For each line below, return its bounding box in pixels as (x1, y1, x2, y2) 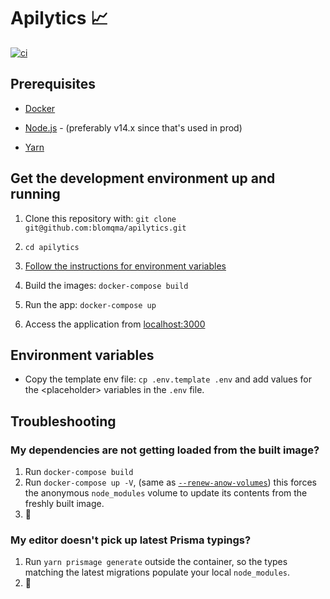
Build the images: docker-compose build (24, 279, 189, 291)
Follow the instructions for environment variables (24, 260, 227, 272)
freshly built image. (24, 498, 105, 510)
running (10, 186, 61, 203)
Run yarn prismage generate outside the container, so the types (24, 556, 288, 568)
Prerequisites (10, 76, 96, 93)
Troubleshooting (10, 413, 117, 430)
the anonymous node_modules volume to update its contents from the (24, 487, 308, 499)
